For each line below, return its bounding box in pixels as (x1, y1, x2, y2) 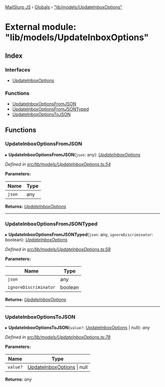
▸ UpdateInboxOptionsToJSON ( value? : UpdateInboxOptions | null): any (5, 325, 150, 331)
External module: (5, 22, 77, 33)
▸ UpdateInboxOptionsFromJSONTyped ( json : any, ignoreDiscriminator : (5, 232, 153, 238)
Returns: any (5, 377, 32, 383)
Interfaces (5, 66, 30, 73)
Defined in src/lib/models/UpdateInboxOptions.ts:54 (5, 161, 111, 167)
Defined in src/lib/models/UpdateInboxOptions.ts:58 (5, 246, 111, 252)
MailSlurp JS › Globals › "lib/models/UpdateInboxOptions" (5, 4, 123, 10)
